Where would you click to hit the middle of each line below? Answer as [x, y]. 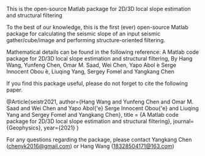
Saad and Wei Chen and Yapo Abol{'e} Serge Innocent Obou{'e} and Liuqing [102, 108]
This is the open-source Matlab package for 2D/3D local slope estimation [99, 9]
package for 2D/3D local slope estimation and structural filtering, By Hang [99, 58]
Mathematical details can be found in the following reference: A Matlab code [103, 52]
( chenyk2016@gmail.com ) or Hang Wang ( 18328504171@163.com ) [90, 146]
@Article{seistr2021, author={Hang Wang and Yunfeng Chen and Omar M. [100, 102]
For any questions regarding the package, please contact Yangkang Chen [99, 139]
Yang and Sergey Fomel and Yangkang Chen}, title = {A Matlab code [93, 115]
